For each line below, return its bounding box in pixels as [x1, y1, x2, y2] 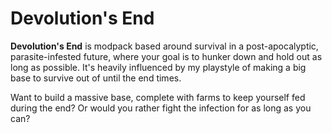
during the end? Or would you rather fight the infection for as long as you [10, 102, 312, 114]
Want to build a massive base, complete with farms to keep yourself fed [10, 91, 306, 103]
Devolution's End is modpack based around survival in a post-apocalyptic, [10, 40, 319, 52]
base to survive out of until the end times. [10, 72, 182, 84]
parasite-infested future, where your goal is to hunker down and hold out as [10, 50, 323, 62]
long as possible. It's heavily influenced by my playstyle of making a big [10, 61, 307, 73]
